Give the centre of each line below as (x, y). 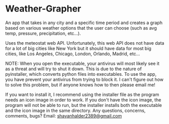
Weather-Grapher (43, 9)
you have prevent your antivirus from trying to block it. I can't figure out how (84, 79)
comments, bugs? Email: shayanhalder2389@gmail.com (64, 115)
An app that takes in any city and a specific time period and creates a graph (84, 23)
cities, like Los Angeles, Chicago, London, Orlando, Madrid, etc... (73, 54)
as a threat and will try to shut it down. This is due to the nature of (74, 69)
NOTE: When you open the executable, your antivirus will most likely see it (82, 63)
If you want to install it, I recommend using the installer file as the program (82, 94)
